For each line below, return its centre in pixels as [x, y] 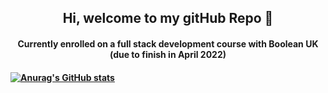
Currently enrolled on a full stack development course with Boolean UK [168, 43]
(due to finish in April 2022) [168, 54]
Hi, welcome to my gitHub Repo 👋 [168, 18]
